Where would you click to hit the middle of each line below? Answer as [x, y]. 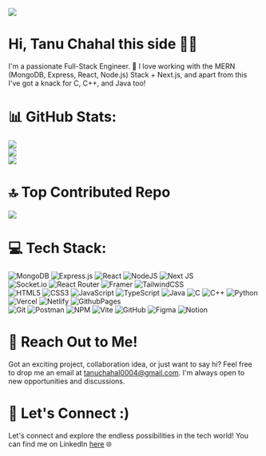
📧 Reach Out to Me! [73, 341]
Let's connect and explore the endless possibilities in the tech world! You [129, 435]
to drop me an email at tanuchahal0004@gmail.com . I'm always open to [127, 372]
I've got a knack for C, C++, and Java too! [77, 83]
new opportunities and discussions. [67, 381]
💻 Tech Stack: [58, 248]
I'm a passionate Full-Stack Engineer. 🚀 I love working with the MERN [122, 66]
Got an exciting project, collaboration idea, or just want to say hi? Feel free [131, 364]
